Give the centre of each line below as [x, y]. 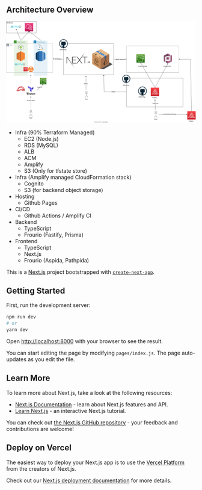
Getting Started [36, 290]
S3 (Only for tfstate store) [55, 170]
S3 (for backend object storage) [63, 190]
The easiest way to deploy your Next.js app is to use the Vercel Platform [96, 462]
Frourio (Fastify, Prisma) [54, 235]
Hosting [25, 196]
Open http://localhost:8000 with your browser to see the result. [85, 341]
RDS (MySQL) [41, 145]
